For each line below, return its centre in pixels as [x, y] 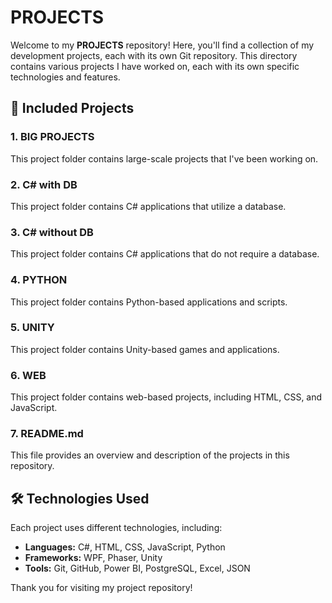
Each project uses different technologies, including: [116, 528]
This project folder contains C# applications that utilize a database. [148, 206]
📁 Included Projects [72, 108]
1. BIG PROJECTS [52, 137]
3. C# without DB [52, 232]
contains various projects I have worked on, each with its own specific [155, 66]
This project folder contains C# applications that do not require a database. [165, 254]
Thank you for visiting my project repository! [101, 588]
